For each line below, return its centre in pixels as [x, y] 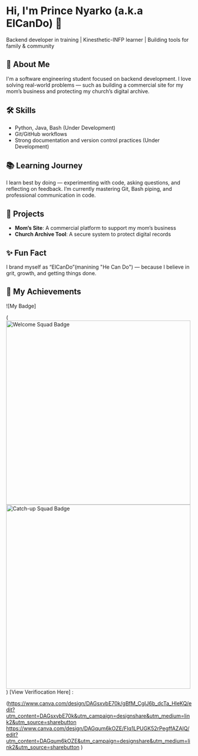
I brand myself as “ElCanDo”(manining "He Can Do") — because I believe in [98, 267]
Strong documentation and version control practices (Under [87, 140]
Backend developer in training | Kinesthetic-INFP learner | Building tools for [98, 39]
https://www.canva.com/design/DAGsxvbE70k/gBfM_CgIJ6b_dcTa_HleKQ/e [100, 703]
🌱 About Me [28, 65]
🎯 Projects [25, 214]
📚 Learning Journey [44, 165]
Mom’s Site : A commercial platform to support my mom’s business [95, 228]
